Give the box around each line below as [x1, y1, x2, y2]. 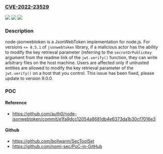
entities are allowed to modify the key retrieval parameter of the [5, 65, 134, 71]
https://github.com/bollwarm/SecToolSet [12, 138, 95, 144]
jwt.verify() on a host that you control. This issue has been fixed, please [5, 70, 155, 76]
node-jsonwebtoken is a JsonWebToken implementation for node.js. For [5, 38, 150, 45]
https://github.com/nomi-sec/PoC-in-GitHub [12, 143, 102, 149]
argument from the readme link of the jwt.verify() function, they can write [5, 54, 158, 60]
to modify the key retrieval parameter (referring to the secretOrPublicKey [5, 49, 152, 55]
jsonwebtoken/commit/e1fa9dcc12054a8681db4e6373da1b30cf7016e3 [12, 116, 156, 122]
